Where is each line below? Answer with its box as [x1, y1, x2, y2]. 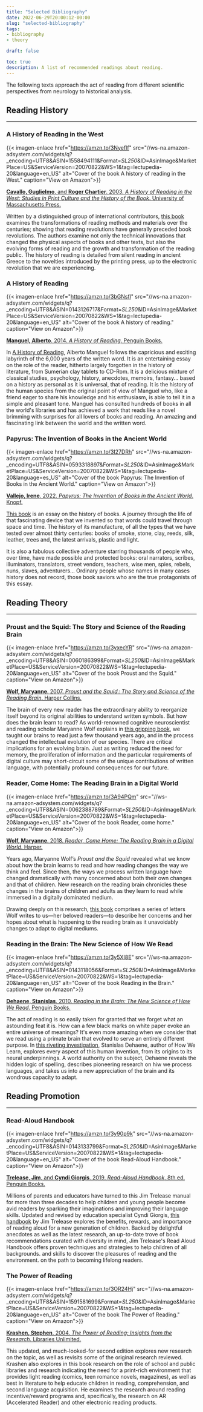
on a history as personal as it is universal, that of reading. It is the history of [6, 381, 194, 388]
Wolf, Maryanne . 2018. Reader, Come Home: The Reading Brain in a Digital [6, 837, 194, 844]
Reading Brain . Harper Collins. [6, 694, 82, 701]
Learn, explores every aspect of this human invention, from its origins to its [6, 1048, 193, 1055]
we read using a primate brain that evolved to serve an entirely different [6, 1035, 184, 1042]
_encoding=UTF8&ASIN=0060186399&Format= [6, 657, 125, 664]
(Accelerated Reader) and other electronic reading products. [6, 1399, 157, 1406]
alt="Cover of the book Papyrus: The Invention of [62, 474, 185, 482]
